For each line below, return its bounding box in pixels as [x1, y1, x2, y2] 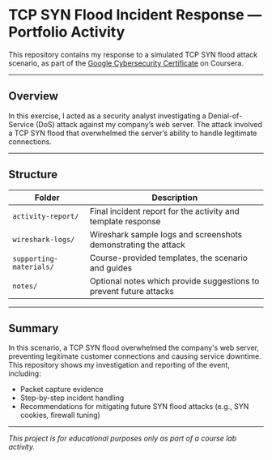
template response [89, 215, 161, 227]
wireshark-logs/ [12, 235, 75, 244]
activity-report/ [12, 211, 79, 220]
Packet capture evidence [19, 385, 104, 394]
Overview [8, 89, 59, 103]
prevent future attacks [89, 285, 174, 296]
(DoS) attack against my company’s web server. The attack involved [35, 119, 263, 129]
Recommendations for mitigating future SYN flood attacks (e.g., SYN [19, 402, 249, 411]
